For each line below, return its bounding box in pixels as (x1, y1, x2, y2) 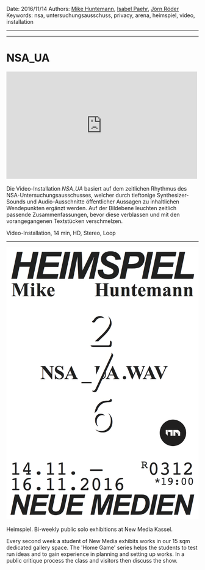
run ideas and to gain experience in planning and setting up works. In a (6, 550, 185, 558)
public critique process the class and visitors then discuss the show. (6, 557, 178, 564)
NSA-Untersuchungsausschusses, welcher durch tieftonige (6, 191, 156, 199)
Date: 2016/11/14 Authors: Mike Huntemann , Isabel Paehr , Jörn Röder (6, 5, 179, 12)
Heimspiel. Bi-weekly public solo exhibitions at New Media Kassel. (6, 525, 173, 533)
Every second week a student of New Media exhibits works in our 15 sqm (6, 537, 190, 544)
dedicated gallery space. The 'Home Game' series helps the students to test (6, 544, 198, 551)
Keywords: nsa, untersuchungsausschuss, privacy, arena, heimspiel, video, (6, 12, 195, 19)
